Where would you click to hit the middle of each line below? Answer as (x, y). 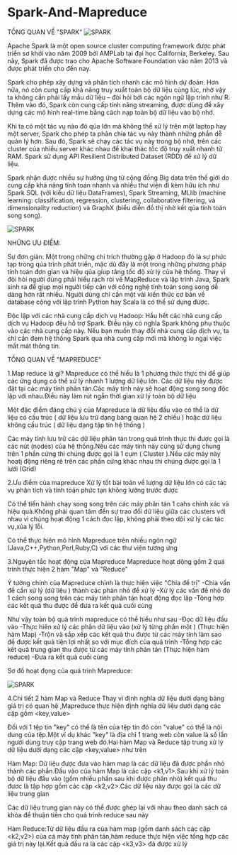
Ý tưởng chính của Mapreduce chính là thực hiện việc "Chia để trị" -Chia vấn (119, 582)
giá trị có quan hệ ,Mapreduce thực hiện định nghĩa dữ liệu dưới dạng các (114, 706)
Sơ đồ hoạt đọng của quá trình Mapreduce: (70, 670)
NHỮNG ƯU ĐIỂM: (34, 243)
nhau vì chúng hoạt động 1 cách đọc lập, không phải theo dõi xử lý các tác (116, 518)
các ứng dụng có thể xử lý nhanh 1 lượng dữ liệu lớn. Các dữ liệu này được (115, 381)
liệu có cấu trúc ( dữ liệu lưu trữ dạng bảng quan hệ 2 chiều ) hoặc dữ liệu (115, 417)
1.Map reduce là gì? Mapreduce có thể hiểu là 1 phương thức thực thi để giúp (119, 373)
